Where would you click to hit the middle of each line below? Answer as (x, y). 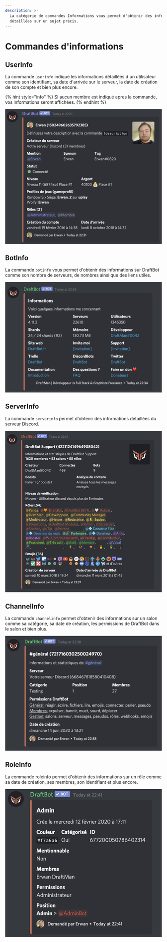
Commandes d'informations (64, 46)
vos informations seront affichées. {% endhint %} (56, 102)
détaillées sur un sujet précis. (44, 21)
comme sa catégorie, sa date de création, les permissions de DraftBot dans (82, 624)
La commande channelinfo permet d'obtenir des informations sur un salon (81, 618)
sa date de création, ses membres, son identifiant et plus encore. (72, 782)
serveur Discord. (22, 424)
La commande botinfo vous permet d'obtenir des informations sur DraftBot (82, 270)
